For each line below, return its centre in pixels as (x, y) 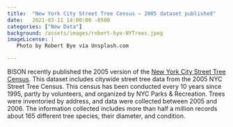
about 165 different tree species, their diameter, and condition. (96, 116)
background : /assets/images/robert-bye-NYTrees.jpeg (85, 33)
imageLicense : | (31, 40)
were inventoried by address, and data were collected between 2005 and (112, 101)
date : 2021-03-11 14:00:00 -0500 (59, 20)
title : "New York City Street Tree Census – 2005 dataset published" (112, 14)
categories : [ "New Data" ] (45, 26)
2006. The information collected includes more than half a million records (112, 109)
